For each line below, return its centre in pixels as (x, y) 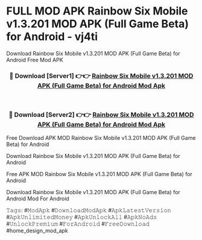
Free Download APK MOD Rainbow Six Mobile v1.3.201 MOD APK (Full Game (101, 137)
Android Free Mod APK (35, 60)
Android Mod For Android (38, 198)
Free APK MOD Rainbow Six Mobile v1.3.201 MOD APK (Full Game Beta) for (99, 174)
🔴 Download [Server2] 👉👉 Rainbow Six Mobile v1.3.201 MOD (101, 115)
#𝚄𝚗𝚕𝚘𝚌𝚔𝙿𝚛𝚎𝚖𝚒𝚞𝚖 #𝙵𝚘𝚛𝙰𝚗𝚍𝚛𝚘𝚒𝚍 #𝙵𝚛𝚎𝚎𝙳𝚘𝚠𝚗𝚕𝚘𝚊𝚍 (78, 224)
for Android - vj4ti (52, 37)
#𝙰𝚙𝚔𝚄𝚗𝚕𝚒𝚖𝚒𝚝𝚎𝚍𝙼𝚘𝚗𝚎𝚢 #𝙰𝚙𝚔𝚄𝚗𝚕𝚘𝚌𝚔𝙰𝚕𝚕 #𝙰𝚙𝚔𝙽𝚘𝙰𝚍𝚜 (82, 217)
